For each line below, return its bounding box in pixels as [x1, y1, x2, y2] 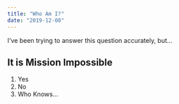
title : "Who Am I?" [7, 10, 65, 18]
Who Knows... [17, 90, 58, 98]
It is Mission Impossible [7, 56, 113, 68]
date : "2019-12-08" [7, 17, 65, 24]
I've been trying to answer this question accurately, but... [7, 36, 173, 44]
